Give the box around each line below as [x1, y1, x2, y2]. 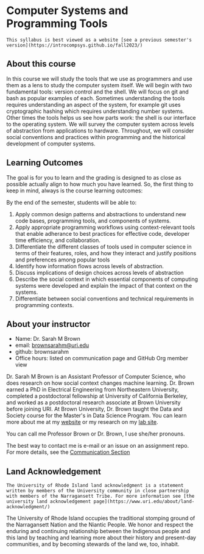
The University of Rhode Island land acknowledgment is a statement [6, 483, 184, 489]
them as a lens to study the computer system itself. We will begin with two [6, 81, 192, 89]
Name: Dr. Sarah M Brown [15, 335, 80, 343]
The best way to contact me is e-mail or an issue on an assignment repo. [6, 442, 189, 450]
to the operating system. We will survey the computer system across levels [6, 120, 195, 128]
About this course [6, 59, 76, 69]
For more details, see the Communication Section [6, 448, 130, 456]
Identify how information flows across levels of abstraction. [15, 262, 164, 269]
